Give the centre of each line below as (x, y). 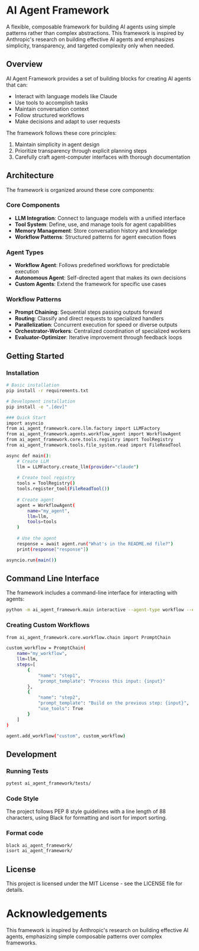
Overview (25, 64)
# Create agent (36, 500)
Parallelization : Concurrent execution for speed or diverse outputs (96, 325)
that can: (17, 85)
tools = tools (42, 522)
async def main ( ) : (29, 456)
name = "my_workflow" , (42, 654)
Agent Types (25, 252)
